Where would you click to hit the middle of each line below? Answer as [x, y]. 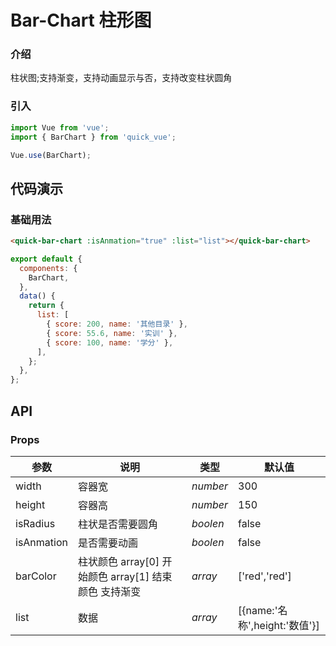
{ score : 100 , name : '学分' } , [110, 342]
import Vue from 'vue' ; [60, 127]
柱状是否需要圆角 [117, 524]
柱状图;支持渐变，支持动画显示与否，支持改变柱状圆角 [121, 78]
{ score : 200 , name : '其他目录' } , [117, 324]
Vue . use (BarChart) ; [51, 155]
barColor [36, 576]
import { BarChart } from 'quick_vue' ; [93, 137]
